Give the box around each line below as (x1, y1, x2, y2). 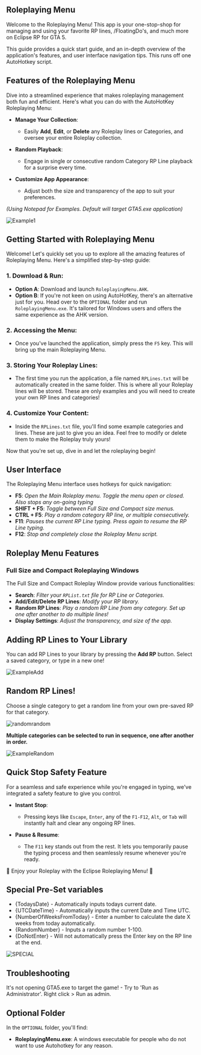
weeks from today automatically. (14, 920, 96, 927)
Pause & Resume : (14, 831, 60, 838)
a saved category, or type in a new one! (6, 656, 105, 664)
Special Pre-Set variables (6, 885, 104, 895)
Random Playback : (14, 146, 63, 153)
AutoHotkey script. (6, 58, 53, 65)
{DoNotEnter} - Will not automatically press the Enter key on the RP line (14, 933, 193, 940)
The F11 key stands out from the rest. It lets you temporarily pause (23, 842, 188, 850)
